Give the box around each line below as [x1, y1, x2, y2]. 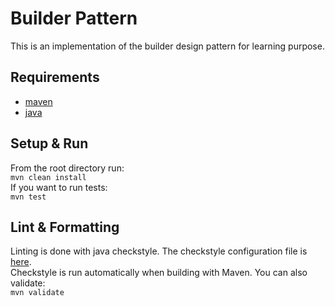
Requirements [10, 69, 100, 86]
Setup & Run [10, 135, 89, 152]
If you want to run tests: [10, 181, 108, 193]
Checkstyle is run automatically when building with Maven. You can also [10, 267, 308, 279]
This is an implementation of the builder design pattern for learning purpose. [10, 40, 325, 52]
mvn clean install [10, 172, 87, 182]
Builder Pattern [10, 7, 138, 30]
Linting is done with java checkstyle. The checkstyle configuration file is [10, 245, 308, 257]
